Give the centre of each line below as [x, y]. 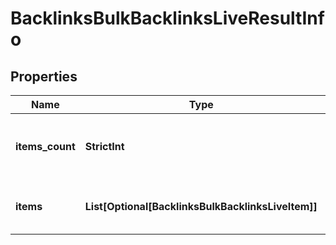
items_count [45, 146]
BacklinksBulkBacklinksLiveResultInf [167, 18]
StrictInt [104, 146]
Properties [44, 76]
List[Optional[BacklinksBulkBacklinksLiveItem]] [201, 206]
